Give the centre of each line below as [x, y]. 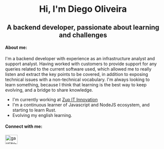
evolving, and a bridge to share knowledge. [49, 90]
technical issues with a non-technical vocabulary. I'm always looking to [77, 79]
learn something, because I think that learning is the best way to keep [76, 84]
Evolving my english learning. [42, 115]
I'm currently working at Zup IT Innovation [55, 99]
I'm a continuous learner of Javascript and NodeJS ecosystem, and [81, 105]
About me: [16, 47]
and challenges [83, 35]
